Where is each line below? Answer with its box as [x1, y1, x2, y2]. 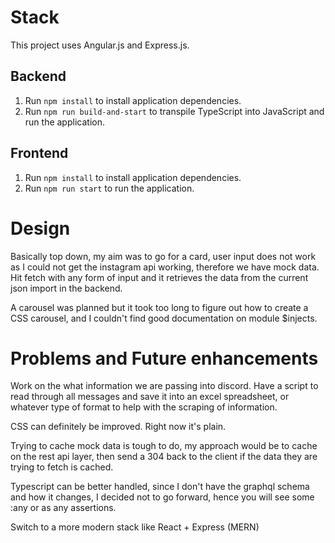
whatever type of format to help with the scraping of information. [10, 401, 278, 413]
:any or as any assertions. [10, 502, 117, 514]
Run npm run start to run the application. [24, 182, 195, 194]
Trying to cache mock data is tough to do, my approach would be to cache [10, 440, 318, 452]
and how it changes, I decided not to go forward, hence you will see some [10, 491, 315, 503]
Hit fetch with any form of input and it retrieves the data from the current [10, 271, 309, 283]
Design [10, 217, 71, 240]
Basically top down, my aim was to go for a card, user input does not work [10, 250, 317, 262]
